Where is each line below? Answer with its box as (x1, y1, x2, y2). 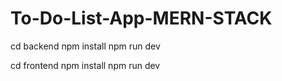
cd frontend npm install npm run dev (10, 59, 161, 71)
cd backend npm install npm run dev (10, 40, 161, 52)
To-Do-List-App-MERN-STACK (10, 7, 273, 30)
